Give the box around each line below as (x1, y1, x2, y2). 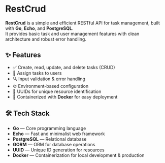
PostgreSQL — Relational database (12, 136, 87, 142)
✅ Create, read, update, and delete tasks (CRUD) (12, 64, 115, 70)
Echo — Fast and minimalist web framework (12, 131, 105, 137)
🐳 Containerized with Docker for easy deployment (12, 93, 118, 100)
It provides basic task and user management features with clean (5, 30, 140, 37)
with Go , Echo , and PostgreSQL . (5, 25, 74, 31)
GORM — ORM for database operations (12, 141, 95, 147)
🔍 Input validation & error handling (12, 76, 85, 82)
